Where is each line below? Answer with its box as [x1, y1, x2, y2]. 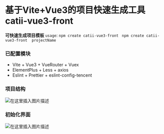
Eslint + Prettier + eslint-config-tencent [12, 72, 92, 78]
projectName [31, 38, 56, 43]
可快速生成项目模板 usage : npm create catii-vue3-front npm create [5, 32, 144, 38]
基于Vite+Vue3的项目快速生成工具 [5, 4, 146, 16]
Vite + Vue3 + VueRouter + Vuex [12, 62, 79, 68]
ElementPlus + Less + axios [12, 67, 69, 73]
